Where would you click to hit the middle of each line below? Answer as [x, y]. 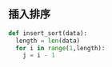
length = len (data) [48, 41]
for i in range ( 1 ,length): [60, 48]
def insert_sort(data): [48, 33]
